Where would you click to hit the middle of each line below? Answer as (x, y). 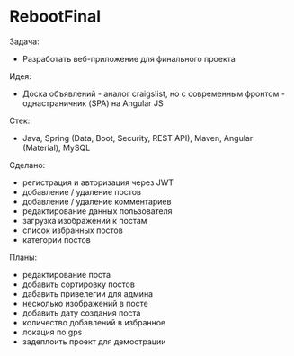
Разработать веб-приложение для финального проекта (129, 58)
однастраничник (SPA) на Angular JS (93, 103)
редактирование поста (66, 274)
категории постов (57, 239)
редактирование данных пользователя (97, 211)
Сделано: (27, 165)
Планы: (23, 257)
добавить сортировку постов (78, 284)
